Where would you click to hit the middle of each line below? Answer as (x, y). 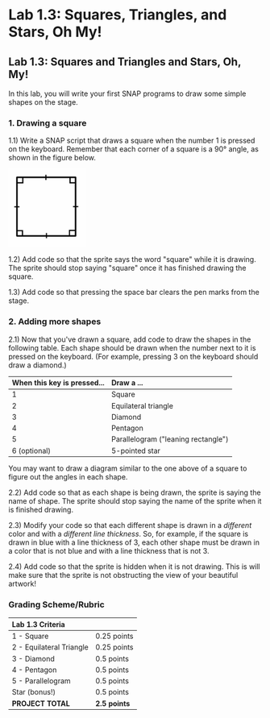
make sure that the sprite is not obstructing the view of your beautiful (123, 575)
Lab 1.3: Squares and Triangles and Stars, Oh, (125, 62)
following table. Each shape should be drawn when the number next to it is (132, 347)
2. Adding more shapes (55, 322)
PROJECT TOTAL (41, 703)
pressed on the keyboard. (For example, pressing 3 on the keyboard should (133, 356)
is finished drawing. (41, 510)
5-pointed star (136, 450)
